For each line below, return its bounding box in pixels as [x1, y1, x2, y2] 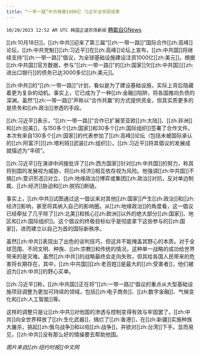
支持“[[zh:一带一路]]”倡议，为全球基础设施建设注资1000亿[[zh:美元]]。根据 [11, 53, 196, 61]
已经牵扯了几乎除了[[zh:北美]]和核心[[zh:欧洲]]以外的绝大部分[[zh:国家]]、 [6, 210, 189, 217]
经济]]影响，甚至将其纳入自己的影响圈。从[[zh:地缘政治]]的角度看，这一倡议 [6, 202, 194, 210]
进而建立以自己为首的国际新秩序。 [20, 225, 105, 232]
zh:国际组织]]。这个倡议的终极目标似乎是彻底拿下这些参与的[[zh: [20, 217, 180, 225]
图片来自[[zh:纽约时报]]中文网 [6, 343, 80, 351]
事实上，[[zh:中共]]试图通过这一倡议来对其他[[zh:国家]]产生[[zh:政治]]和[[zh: [6, 195, 195, 202]
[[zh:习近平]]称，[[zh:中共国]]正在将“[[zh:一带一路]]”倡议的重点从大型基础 [6, 280, 188, 288]
